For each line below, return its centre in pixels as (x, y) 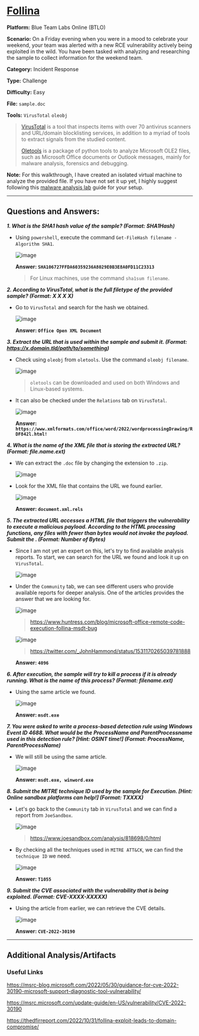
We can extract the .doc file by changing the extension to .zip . (92, 463)
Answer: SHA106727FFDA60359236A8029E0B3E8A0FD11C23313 (85, 266)
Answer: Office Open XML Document (58, 330)
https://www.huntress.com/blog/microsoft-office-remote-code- (107, 622)
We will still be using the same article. (61, 756)
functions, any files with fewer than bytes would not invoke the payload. (97, 533)
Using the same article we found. (56, 692)
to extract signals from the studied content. (74, 139)
